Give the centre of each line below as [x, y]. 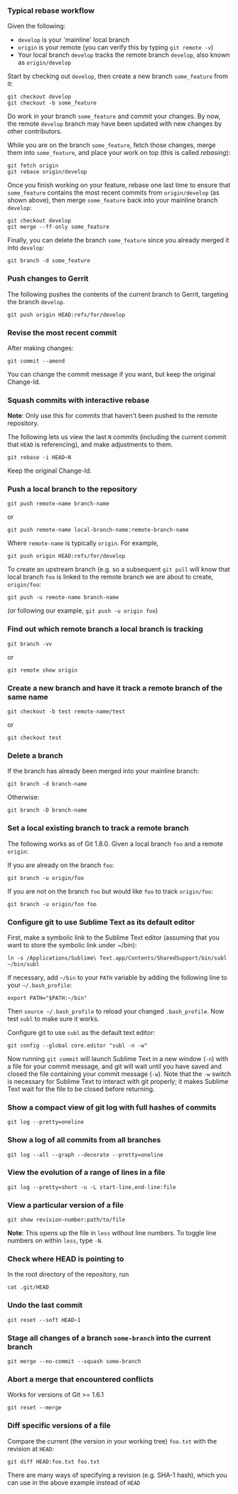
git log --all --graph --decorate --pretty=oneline [85, 1155]
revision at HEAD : [31, 1449]
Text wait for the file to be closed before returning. [81, 1089]
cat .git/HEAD [28, 1288]
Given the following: [37, 26]
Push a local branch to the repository [72, 489]
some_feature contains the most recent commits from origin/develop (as [114, 193]
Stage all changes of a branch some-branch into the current [109, 1338]
